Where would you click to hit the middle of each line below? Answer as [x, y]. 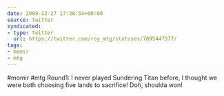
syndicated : [24, 26]
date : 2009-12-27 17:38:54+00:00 [55, 13]
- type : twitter [30, 33]
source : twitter [30, 20]
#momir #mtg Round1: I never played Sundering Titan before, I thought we [112, 77]
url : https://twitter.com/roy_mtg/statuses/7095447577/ [95, 39]
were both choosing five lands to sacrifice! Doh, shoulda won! [95, 85]
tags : [15, 45]
